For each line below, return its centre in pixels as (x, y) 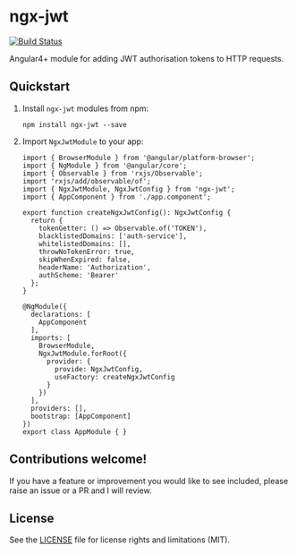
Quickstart (40, 87)
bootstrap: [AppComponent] (81, 416)
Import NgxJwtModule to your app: (83, 141)
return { (47, 220)
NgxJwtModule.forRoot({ (83, 354)
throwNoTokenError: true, (87, 251)
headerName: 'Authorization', (95, 267)
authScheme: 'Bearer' (79, 275)
